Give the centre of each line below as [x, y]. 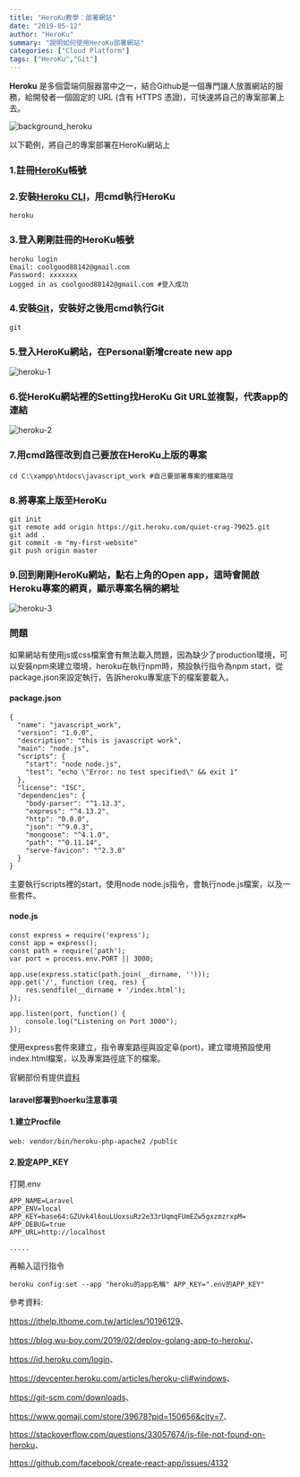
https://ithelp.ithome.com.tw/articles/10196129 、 [99, 1321]
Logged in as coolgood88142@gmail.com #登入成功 [99, 284]
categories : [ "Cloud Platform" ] [69, 51]
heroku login [34, 259]
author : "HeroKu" [42, 34]
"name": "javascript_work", [70, 725]
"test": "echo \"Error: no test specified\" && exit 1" [132, 772]
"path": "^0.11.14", [64, 843]
